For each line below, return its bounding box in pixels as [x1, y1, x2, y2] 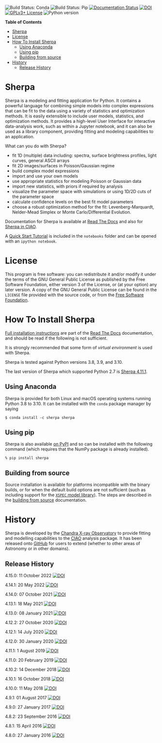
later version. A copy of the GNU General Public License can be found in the [5, 287, 157, 292]
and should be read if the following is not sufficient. [5, 335, 108, 341]
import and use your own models [12, 173, 79, 179]
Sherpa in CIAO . [5, 224, 37, 229]
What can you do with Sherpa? [5, 143, 67, 149]
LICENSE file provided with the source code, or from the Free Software [5, 291, 144, 298]
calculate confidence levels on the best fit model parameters [12, 199, 133, 205]
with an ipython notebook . [5, 238, 57, 244]
